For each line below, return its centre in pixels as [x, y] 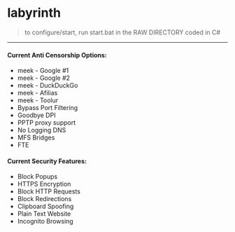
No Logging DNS [42, 130]
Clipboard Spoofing [45, 206]
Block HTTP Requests [49, 191]
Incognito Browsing [45, 221]
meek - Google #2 [44, 78]
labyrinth [34, 13]
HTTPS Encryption [44, 184]
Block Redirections [44, 199]
